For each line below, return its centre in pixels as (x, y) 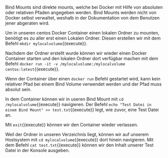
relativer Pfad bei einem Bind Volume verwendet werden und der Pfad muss (83, 84)
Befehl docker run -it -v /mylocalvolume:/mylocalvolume (65, 64)
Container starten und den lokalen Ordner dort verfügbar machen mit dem (82, 58)
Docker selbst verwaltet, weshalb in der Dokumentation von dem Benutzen (82, 18)
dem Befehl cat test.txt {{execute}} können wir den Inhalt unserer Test (79, 145)
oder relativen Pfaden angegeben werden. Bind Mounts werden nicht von (81, 12)
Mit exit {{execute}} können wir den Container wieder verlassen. (72, 125)
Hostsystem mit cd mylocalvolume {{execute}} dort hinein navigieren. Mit (79, 140)
